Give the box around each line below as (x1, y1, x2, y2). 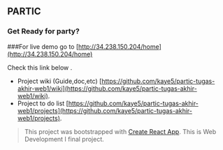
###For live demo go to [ (7, 42, 79, 51)
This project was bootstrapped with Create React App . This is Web (24, 127, 217, 135)
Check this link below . (7, 63, 73, 72)
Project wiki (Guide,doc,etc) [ (17, 77, 102, 85)
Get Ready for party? (7, 27, 80, 36)
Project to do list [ (17, 99, 69, 107)
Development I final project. (24, 135, 105, 143)
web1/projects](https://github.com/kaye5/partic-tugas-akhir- (17, 106, 192, 114)
